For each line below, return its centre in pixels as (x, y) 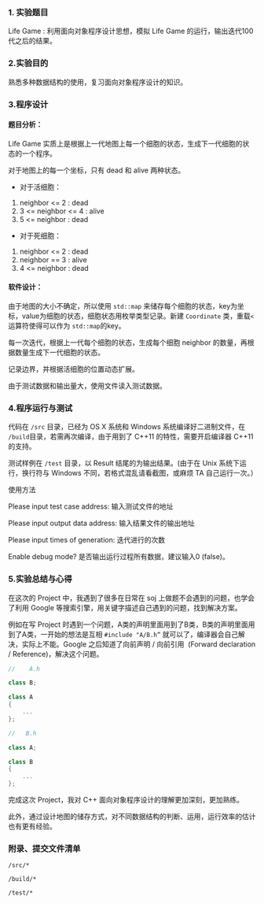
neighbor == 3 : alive (53, 259)
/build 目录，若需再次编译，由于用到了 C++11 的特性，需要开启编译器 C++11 (131, 437)
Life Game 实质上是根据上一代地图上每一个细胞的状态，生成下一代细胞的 (125, 143)
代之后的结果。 (32, 41)
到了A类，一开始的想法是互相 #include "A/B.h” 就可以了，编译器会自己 (123, 634)
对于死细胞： (40, 235)
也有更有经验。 (32, 826)
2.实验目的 (28, 63)
